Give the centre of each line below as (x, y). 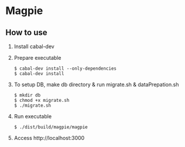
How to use (26, 33)
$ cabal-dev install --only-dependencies (65, 69)
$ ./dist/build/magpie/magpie (51, 127)
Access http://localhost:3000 (49, 138)
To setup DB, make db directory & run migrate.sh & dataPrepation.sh (96, 84)
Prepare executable (37, 58)
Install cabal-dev (34, 46)
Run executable (33, 116)
